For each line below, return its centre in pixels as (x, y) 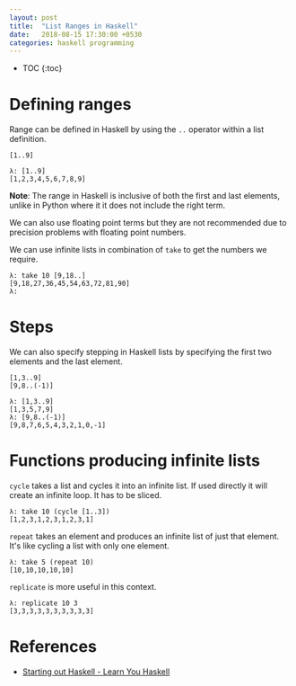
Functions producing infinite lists (135, 461)
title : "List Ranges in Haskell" (74, 26)
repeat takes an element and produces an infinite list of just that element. (144, 537)
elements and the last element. (66, 361)
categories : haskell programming (72, 43)
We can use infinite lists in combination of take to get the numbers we (138, 250)
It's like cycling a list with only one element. (90, 546)
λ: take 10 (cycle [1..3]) (60, 512)
